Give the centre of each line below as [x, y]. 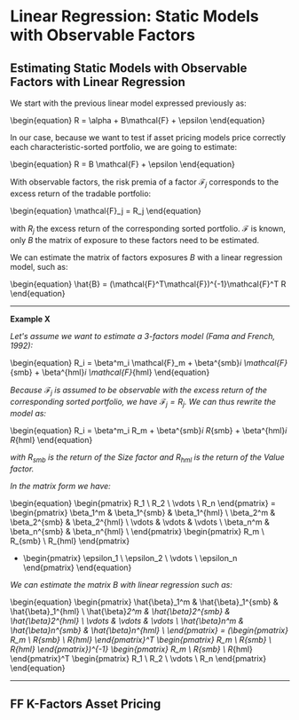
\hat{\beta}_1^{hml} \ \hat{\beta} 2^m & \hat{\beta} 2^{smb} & [120, 611]
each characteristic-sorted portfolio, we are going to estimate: [124, 147]
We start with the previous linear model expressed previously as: [128, 103]
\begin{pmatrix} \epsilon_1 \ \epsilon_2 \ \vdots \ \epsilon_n [130, 558]
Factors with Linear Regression [98, 82]
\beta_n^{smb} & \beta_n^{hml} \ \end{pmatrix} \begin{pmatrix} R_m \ [138, 531]
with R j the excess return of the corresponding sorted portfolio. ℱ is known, [148, 229]
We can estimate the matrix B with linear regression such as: [122, 584]
